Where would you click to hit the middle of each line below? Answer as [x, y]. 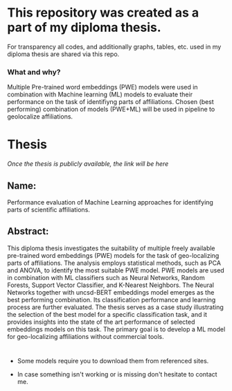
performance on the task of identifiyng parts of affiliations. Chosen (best [111, 102]
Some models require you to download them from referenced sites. [113, 360]
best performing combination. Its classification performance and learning [111, 299]
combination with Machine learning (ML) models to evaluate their [100, 94]
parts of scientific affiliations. [48, 209]
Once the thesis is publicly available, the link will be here [88, 164]
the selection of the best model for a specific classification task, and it [107, 314]
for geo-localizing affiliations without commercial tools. [86, 336]
